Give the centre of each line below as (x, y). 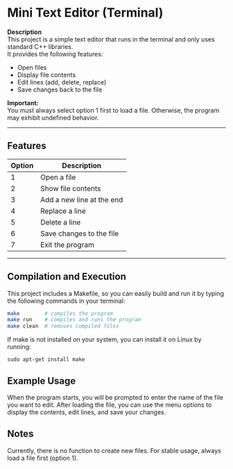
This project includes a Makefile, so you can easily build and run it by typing (115, 293)
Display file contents (46, 75)
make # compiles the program (60, 313)
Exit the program (68, 245)
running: (19, 347)
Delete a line (61, 222)
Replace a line (63, 211)
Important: (23, 103)
